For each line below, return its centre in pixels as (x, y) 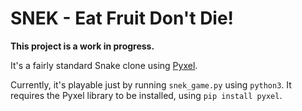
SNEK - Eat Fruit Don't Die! (122, 18)
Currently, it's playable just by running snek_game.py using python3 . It (151, 84)
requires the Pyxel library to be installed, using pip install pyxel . (146, 95)
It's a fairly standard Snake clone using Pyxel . (104, 65)
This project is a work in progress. (82, 46)
